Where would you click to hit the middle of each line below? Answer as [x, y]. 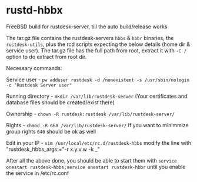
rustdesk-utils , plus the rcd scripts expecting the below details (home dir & [98, 44]
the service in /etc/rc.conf [38, 173]
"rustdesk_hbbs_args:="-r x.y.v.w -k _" [53, 149]
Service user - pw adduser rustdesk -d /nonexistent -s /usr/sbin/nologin [98, 80]
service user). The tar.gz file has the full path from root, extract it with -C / [96, 50]
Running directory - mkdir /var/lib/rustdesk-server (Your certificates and [97, 96]
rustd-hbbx [34, 10]
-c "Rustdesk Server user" [39, 85]
